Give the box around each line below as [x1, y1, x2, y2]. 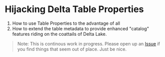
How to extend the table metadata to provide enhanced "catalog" [12, 25, 149, 31]
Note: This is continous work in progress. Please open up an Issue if [17, 40, 160, 46]
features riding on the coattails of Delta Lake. [12, 31, 107, 37]
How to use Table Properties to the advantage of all [12, 20, 120, 26]
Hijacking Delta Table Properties [5, 4, 144, 15]
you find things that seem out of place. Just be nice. [17, 46, 127, 52]
